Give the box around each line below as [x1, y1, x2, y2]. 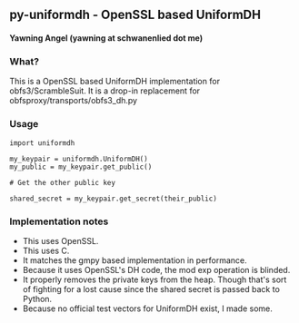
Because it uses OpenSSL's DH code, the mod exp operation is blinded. [22, 264, 291, 275]
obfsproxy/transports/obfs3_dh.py [9, 95, 138, 106]
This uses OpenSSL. [22, 235, 99, 246]
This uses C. [22, 245, 70, 256]
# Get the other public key [9, 178, 116, 187]
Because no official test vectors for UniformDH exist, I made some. [22, 303, 273, 314]
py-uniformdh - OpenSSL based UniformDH [9, 7, 262, 23]
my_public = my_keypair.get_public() [9, 162, 153, 171]
